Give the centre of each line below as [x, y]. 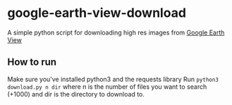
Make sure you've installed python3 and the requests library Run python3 [113, 79]
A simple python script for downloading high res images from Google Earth [116, 32]
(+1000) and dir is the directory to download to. [76, 94]
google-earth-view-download [97, 13]
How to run [32, 62]
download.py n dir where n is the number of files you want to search [107, 87]
